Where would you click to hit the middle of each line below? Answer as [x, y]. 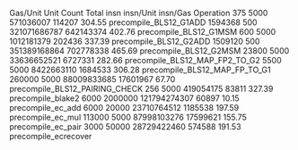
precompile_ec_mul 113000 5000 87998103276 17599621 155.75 [128, 117]
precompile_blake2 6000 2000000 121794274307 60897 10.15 [124, 98]
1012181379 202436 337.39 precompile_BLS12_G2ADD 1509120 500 [135, 41]
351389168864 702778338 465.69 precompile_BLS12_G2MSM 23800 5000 [149, 51]
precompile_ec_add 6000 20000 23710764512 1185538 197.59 [124, 108]
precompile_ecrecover [51, 136]
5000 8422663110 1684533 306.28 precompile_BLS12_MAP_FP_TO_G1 [140, 70]
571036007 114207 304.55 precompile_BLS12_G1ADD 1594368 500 [133, 22]
